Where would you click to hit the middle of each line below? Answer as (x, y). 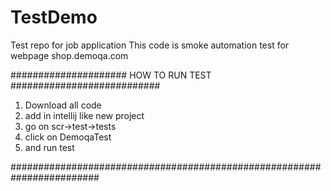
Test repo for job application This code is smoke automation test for (150, 45)
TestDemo (54, 17)
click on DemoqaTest (68, 137)
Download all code (63, 105)
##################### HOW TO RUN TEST (111, 75)
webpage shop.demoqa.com (69, 55)
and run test (49, 147)
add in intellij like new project (84, 115)
